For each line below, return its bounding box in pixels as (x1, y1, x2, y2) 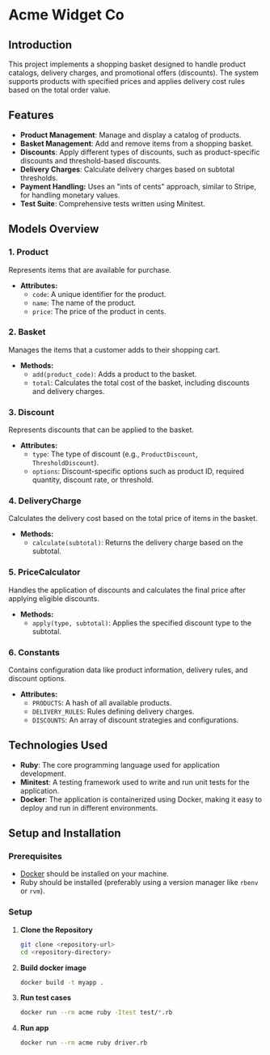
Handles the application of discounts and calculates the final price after (8, 585, 247, 595)
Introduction (8, 38, 73, 52)
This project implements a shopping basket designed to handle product (8, 59, 247, 69)
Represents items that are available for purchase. (8, 265, 172, 274)
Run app (19, 1023, 49, 1033)
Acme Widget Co (8, 6, 125, 24)
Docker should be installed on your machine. (19, 869, 170, 879)
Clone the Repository (19, 925, 93, 934)
